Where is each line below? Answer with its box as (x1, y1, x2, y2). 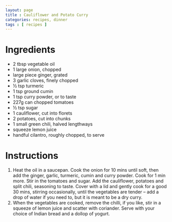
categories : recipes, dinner (5, 17, 68, 22)
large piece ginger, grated (12, 72, 68, 78)
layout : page (5, 7, 33, 13)
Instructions (5, 150, 59, 162)
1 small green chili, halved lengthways (12, 121, 93, 127)
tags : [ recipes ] (5, 22, 47, 27)
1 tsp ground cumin (12, 88, 54, 95)
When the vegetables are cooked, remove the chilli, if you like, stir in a (12, 200, 161, 206)
